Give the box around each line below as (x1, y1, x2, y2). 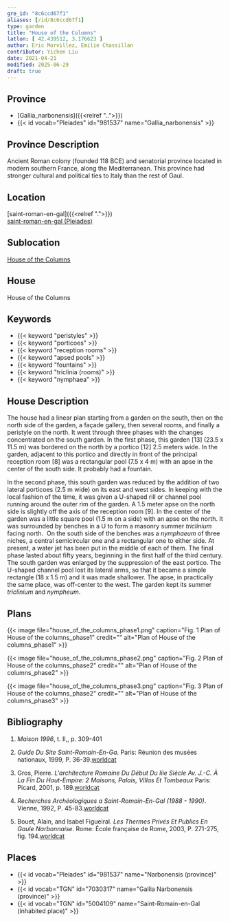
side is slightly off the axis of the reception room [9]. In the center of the (7, 507, 211, 516)
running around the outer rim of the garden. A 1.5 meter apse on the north (7, 500, 216, 508)
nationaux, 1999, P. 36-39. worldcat (16, 755, 117, 764)
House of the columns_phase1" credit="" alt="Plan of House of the (7, 634, 196, 641)
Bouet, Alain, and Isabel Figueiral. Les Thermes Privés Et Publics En (16, 817, 208, 826)
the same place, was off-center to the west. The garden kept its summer (7, 581, 211, 589)
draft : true (7, 67, 41, 74)
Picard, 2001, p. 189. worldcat (16, 783, 100, 791)
